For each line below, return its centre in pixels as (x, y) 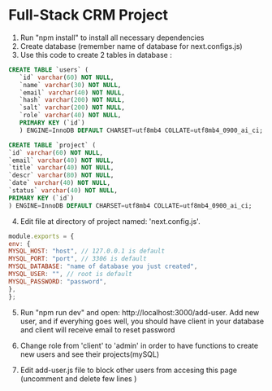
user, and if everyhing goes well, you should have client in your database (142, 321)
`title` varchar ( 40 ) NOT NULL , (61, 168)
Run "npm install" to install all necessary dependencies (112, 37)
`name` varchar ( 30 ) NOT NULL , (70, 85)
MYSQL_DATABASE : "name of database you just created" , (103, 266)
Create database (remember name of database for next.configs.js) (131, 46)
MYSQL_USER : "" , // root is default (70, 275)
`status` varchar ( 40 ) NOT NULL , (63, 191)
